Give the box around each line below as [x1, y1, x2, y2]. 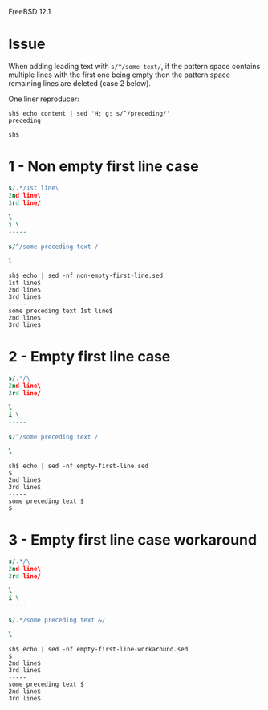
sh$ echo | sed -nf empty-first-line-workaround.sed [8, 645, 189, 653]
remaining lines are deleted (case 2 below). [8, 78, 151, 88]
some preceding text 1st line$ [8, 307, 113, 315]
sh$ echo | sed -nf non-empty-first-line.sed [8, 271, 163, 280]
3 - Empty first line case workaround [8, 531, 258, 549]
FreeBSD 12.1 [8, 7, 51, 16]
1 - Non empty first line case [8, 157, 199, 176]
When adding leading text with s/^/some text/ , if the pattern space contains [8, 61, 261, 71]
